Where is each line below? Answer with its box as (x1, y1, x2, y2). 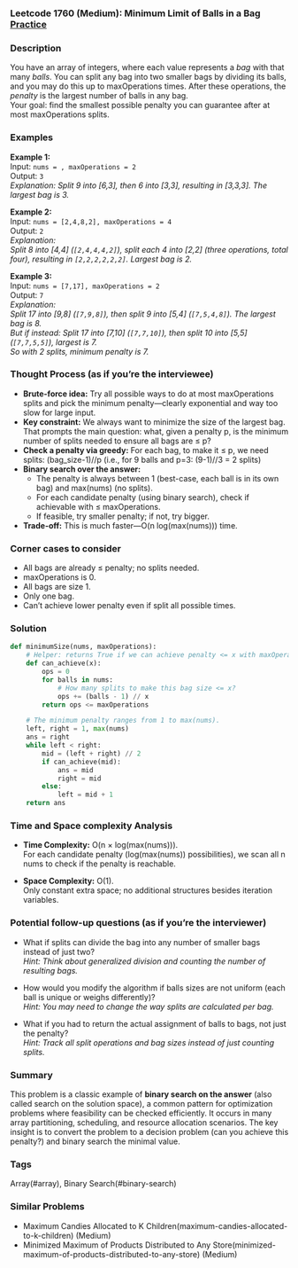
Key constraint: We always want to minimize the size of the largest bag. (22, 416, 286, 427)
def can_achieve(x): (26, 659, 102, 668)
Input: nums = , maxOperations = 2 (10, 160, 136, 171)
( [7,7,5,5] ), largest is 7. (10, 336, 98, 348)
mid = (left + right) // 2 (42, 748, 141, 758)
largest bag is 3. (10, 189, 70, 200)
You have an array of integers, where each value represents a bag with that (10, 62, 285, 73)
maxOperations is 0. (22, 572, 96, 583)
